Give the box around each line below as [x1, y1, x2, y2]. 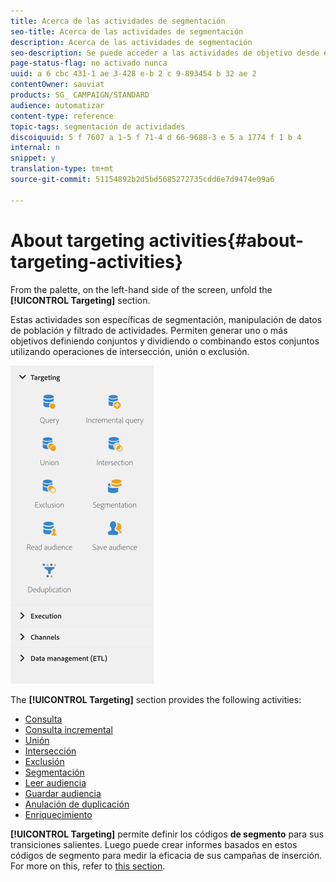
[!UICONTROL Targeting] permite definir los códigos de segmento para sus [10, 828, 325, 840]
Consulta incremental [24, 723, 113, 735]
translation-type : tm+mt [10, 164, 114, 174]
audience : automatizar [10, 100, 105, 110]
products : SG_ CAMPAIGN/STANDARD [10, 90, 150, 100]
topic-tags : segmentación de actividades [10, 121, 186, 132]
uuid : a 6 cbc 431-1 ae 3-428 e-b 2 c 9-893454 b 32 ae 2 [10, 69, 257, 79]
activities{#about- [148, 229, 305, 252]
